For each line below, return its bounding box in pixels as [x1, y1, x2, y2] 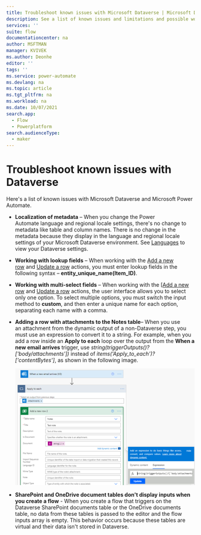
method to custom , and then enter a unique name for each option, [14, 300, 178, 308]
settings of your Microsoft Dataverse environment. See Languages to [14, 239, 185, 246]
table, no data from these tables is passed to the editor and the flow [14, 510, 182, 518]
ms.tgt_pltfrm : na [6, 92, 52, 98]
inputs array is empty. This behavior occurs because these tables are [14, 516, 185, 524]
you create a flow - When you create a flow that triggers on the [14, 498, 172, 505]
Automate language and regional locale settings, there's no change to [14, 220, 187, 227]
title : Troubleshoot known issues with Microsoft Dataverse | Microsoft [6, 10, 191, 16]
